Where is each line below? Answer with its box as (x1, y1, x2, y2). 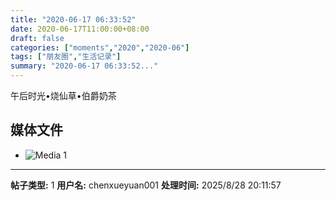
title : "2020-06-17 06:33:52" (10, 14, 137, 25)
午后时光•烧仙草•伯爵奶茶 (10, 90, 117, 101)
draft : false (10, 33, 65, 43)
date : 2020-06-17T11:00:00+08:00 (10, 24, 150, 34)
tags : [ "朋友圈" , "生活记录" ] (10, 52, 122, 62)
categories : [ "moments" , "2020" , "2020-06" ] (10, 42, 190, 53)
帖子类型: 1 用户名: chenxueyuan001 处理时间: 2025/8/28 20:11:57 (10, 179, 282, 191)
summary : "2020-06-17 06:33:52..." (10, 61, 159, 71)
